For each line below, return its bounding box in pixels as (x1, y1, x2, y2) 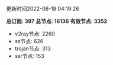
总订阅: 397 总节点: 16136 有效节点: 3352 (6, 18, 108, 25)
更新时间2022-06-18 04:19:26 (6, 5, 79, 12)
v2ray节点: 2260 (14, 30, 55, 37)
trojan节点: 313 (14, 45, 51, 52)
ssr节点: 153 (14, 53, 44, 59)
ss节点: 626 (14, 38, 44, 44)
